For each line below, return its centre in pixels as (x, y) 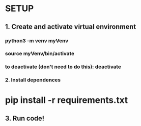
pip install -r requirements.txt (67, 100)
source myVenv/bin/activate (40, 53)
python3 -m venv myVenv (37, 41)
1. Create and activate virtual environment (70, 27)
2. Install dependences (33, 80)
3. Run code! (25, 118)
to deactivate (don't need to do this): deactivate (63, 67)
